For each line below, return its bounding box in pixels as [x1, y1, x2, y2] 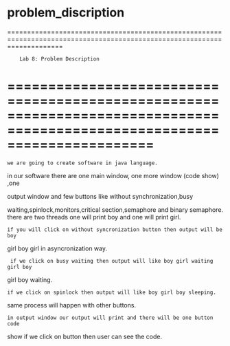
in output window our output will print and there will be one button [7, 314, 214, 321]
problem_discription [7, 5, 125, 21]
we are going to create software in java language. [7, 160, 158, 166]
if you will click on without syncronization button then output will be [7, 226, 223, 233]
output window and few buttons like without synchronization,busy [7, 192, 194, 200]
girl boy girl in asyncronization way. [7, 244, 108, 252]
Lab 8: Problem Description [19, 55, 100, 63]
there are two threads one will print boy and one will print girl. [7, 213, 181, 221]
